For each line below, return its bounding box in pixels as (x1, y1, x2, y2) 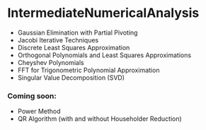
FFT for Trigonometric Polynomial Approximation (17, 66, 160, 74)
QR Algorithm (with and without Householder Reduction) (17, 114, 182, 123)
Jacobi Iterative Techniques (17, 35, 99, 44)
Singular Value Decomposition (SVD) (17, 73, 125, 82)
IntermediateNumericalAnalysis (7, 5, 200, 21)
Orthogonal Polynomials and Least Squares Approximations (17, 51, 192, 59)
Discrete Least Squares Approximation (17, 43, 130, 52)
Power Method (17, 107, 62, 116)
